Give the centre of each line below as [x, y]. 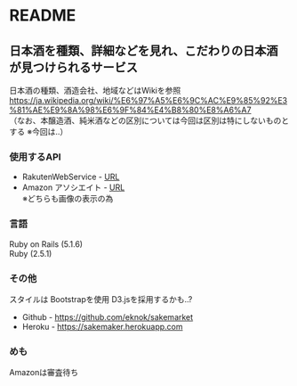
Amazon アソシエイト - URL [73, 187]
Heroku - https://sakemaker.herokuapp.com [102, 326]
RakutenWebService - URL [71, 177]
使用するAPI [35, 157]
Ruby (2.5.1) [31, 253]
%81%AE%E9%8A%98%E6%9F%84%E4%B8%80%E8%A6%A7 [130, 110]
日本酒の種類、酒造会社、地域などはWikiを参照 [95, 90]
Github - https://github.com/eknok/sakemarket [108, 316]
